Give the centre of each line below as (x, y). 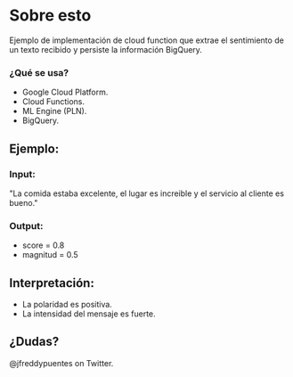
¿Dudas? (34, 342)
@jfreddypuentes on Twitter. (61, 363)
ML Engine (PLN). (54, 111)
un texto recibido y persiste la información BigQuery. (106, 49)
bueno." (24, 202)
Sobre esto (50, 16)
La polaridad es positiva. (67, 305)
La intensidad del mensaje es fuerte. (89, 314)
